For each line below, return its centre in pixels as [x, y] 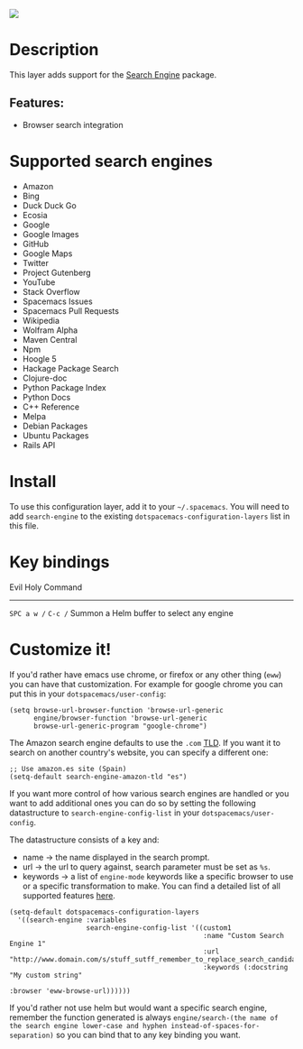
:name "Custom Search [243, 935]
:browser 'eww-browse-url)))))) [70, 991]
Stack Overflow [51, 291]
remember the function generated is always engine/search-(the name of [144, 1017]
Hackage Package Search [70, 368]
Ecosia [35, 215]
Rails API [39, 445]
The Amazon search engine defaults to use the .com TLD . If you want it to [145, 742]
